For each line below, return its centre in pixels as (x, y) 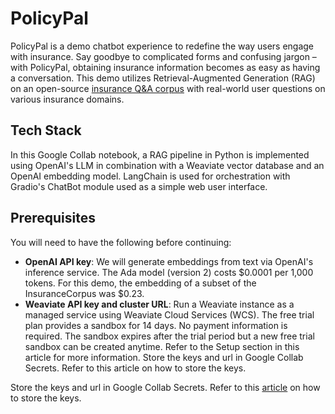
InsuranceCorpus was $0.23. (84, 293)
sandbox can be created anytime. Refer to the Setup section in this (162, 346)
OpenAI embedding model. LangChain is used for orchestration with (150, 176)
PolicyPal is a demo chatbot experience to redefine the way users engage (162, 46)
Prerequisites (53, 218)
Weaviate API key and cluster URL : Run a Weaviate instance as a (159, 304)
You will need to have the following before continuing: (121, 242)
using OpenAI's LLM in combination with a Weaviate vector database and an (167, 165)
